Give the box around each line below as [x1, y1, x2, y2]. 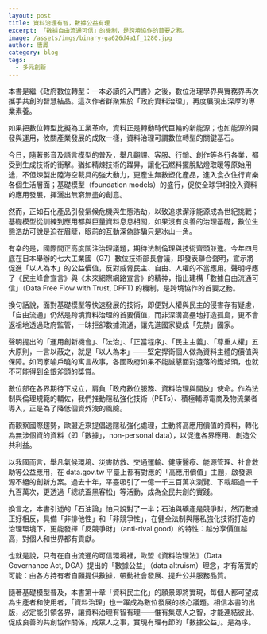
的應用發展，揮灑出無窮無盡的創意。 [8, 189, 127, 199]
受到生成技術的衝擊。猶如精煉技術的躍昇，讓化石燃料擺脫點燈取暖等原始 [8, 160, 245, 169]
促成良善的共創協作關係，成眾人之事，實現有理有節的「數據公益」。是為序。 [8, 617, 256, 627]
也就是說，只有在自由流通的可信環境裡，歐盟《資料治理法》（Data [8, 550, 222, 560]
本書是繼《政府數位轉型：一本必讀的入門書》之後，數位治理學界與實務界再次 [8, 86, 259, 95]
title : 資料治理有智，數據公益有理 [8, 19, 110, 27]
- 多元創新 [15, 64, 47, 72]
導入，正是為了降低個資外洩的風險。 [8, 403, 127, 413]
